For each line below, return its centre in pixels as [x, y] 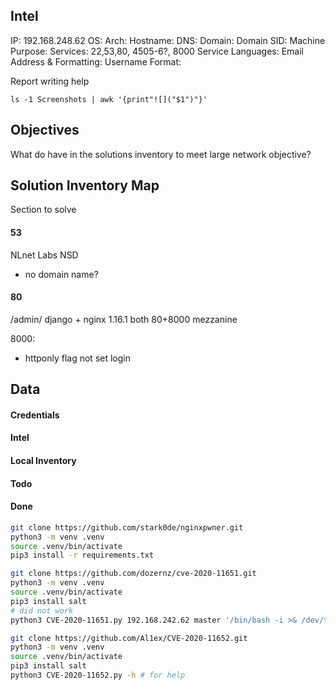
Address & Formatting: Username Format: [96, 61]
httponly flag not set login [77, 358]
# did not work [42, 610]
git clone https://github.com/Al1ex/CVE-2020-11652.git [129, 638]
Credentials [35, 415]
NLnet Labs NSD [44, 255]
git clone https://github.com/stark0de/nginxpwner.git [127, 527]
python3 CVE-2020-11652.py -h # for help [98, 675]
